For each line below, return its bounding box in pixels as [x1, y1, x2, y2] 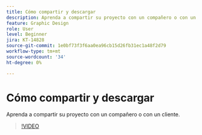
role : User [6, 25, 34, 32]
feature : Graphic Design [6, 20, 69, 26]
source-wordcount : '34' [6, 54, 67, 60]
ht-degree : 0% [6, 59, 42, 65]
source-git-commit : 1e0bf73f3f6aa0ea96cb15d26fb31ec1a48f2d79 [6, 43, 166, 49]
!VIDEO [21, 122, 39, 130]
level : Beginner [6, 31, 47, 38]
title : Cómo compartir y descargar [6, 8, 96, 15]
